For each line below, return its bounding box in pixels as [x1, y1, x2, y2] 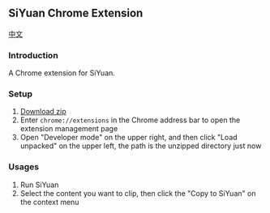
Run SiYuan [19, 180, 59, 190]
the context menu [19, 197, 79, 207]
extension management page [19, 124, 118, 134]
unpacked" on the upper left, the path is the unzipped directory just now [19, 141, 262, 151]
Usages [8, 161, 39, 173]
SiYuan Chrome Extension [8, 6, 144, 20]
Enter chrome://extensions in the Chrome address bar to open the [19, 115, 241, 125]
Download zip [19, 107, 66, 117]
